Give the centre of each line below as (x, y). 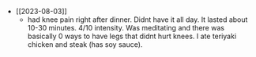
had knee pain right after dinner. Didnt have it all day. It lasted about (137, 20)
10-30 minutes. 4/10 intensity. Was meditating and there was (126, 28)
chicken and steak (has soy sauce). (85, 45)
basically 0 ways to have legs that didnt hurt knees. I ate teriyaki (132, 36)
